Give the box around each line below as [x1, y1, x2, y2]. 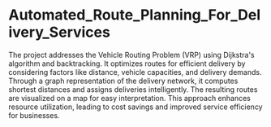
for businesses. [8, 110, 60, 120]
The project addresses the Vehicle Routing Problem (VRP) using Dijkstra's [8, 50, 256, 59]
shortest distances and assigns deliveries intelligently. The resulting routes [8, 84, 258, 94]
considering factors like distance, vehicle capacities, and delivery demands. [8, 67, 262, 77]
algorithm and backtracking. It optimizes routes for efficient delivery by [8, 59, 246, 68]
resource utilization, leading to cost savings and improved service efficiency [8, 102, 263, 112]
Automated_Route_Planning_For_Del [8, 6, 261, 24]
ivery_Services [8, 23, 111, 42]
